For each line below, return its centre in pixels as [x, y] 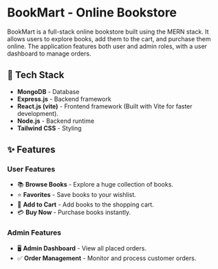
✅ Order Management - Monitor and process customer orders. [107, 258]
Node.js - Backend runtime [56, 121]
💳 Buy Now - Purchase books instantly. [74, 212]
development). [37, 113]
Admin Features [34, 233]
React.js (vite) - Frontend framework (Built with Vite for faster [105, 106]
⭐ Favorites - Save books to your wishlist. [76, 195]
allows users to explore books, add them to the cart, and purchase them [109, 38]
